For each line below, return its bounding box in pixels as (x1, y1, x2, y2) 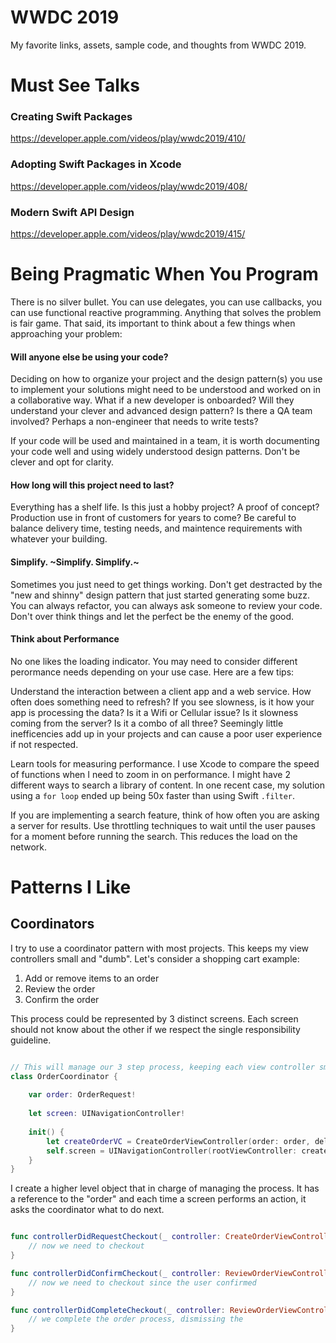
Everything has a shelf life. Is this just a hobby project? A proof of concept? (10, 501, 320, 513)
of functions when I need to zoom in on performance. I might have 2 (10, 768, 291, 780)
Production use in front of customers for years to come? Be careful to (10, 512, 297, 524)
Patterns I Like (10, 876, 132, 898)
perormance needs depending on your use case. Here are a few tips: (10, 666, 295, 678)
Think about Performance (10, 633, 120, 645)
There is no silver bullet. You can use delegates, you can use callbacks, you (10, 296, 323, 308)
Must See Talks (10, 74, 140, 97)
